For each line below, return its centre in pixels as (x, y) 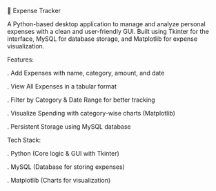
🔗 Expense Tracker (34, 11)
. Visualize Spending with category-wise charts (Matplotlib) (91, 113)
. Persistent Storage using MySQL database (69, 127)
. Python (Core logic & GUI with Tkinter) (63, 153)
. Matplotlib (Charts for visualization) (59, 180)
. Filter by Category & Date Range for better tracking (81, 100)
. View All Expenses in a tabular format (62, 86)
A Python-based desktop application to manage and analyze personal (106, 24)
